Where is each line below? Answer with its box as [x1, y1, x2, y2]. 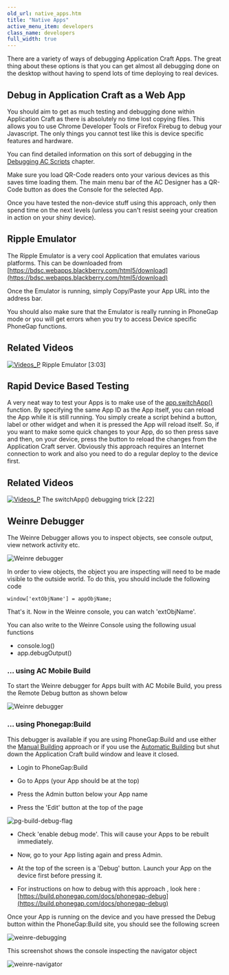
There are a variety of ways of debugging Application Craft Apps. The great [7, 54, 221, 63]
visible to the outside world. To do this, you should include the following [7, 575, 210, 583]
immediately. [17, 837, 54, 846]
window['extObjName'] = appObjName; [7, 596, 112, 602]
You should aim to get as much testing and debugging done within [7, 107, 195, 116]
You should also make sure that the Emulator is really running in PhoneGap [7, 307, 219, 315]
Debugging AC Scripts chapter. [7, 157, 95, 165]
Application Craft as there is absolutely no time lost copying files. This [7, 114, 205, 123]
